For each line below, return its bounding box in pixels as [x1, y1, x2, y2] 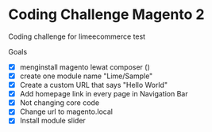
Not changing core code [19, 98, 100, 107]
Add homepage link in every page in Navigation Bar [19, 89, 188, 99]
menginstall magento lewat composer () [19, 62, 150, 72]
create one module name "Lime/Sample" [19, 71, 153, 81]
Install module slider [19, 116, 86, 126]
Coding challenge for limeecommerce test [8, 32, 145, 41]
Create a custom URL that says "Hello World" [19, 81, 168, 90]
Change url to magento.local [19, 107, 114, 116]
